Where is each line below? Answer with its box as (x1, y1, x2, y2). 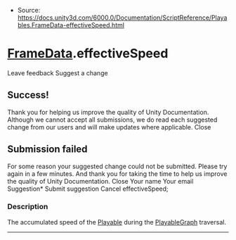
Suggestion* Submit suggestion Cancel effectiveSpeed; (7, 184, 169, 193)
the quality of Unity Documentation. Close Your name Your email (7, 177, 194, 185)
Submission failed (7, 144, 88, 156)
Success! (7, 89, 49, 101)
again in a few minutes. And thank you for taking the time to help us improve (7, 169, 228, 178)
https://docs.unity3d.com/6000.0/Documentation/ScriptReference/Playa (17, 13, 228, 22)
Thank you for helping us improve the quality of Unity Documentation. (7, 108, 209, 116)
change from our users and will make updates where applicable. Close (7, 122, 211, 131)
